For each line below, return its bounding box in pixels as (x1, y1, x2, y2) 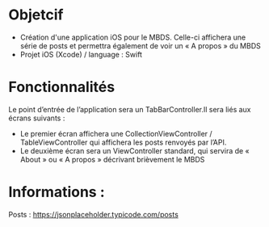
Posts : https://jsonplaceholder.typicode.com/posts (8, 209, 179, 219)
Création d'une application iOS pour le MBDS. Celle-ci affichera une (19, 32, 246, 42)
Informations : (8, 183, 105, 201)
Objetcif (8, 6, 64, 24)
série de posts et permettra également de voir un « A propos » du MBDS (19, 40, 261, 50)
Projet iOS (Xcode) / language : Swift (19, 49, 143, 59)
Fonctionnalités (8, 78, 116, 96)
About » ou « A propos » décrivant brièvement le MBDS (19, 154, 205, 164)
